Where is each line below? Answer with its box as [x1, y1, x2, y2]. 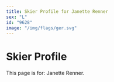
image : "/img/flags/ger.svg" [6, 25, 77, 31]
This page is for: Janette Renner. [6, 70, 85, 77]
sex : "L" [6, 14, 27, 20]
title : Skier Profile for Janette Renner [6, 8, 109, 15]
